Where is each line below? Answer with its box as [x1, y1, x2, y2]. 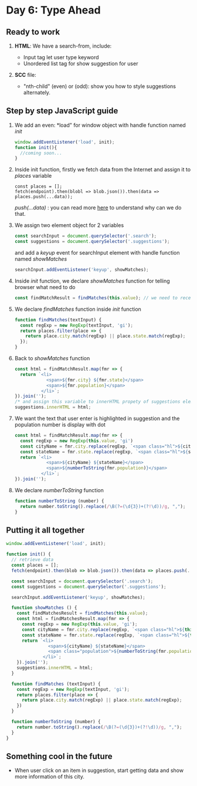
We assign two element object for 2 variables [14, 222, 124, 229]
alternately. [23, 89, 51, 96]
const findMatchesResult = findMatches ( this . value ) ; [16, 611, 148, 616]
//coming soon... [20, 150, 63, 156]
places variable [14, 172, 52, 179]
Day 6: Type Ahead [6, 4, 101, 17]
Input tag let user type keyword [23, 54, 99, 60]
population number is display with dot [14, 421, 106, 428]
